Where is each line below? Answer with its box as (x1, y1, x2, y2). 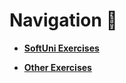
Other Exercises (23, 61, 92, 73)
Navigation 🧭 (9, 9, 118, 32)
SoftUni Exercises (23, 42, 100, 54)
